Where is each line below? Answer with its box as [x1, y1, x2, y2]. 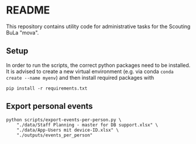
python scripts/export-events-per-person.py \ [6, 116, 122, 123]
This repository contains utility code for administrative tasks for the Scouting [6, 23, 191, 30]
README [6, 4, 50, 17]
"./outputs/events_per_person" [16, 132, 93, 138]
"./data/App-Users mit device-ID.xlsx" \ [16, 127, 119, 133]
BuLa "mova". [6, 29, 39, 36]
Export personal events [6, 101, 93, 111]
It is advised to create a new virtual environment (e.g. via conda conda [6, 68, 174, 75]
